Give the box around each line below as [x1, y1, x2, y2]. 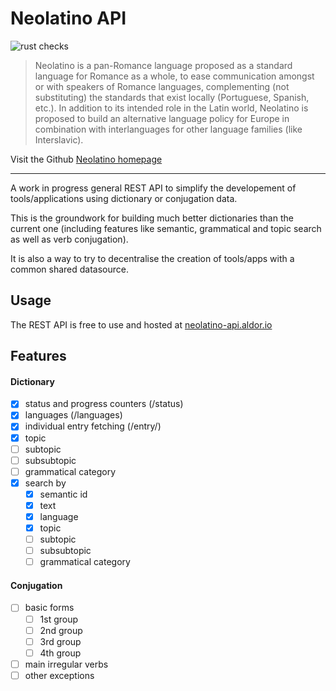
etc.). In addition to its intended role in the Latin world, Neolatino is [34, 102, 309, 114]
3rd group [39, 635, 82, 647]
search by [24, 477, 67, 489]
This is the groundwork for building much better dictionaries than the [10, 212, 294, 224]
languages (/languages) [24, 409, 123, 421]
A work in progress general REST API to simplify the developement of [10, 182, 297, 194]
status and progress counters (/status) [24, 398, 184, 410]
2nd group [39, 624, 83, 636]
